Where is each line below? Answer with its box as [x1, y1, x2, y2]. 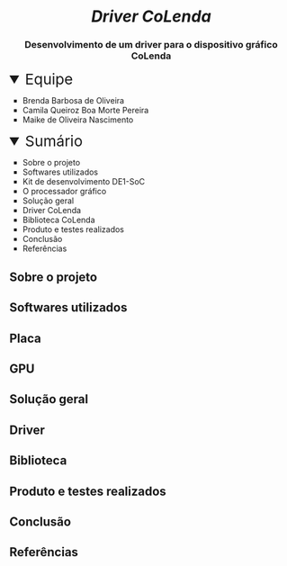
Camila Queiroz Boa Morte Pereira [22, 105, 149, 116]
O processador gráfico [22, 186, 107, 197]
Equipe [24, 70, 74, 89]
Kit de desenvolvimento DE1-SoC [22, 176, 146, 187]
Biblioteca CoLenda [22, 214, 96, 226]
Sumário [24, 132, 84, 150]
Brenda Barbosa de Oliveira [22, 95, 124, 106]
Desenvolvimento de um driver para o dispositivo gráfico [24, 39, 278, 51]
